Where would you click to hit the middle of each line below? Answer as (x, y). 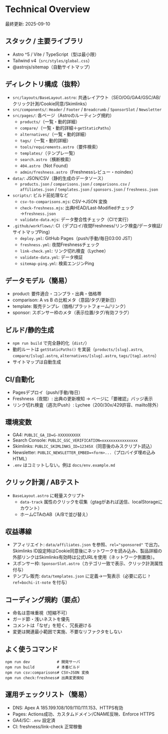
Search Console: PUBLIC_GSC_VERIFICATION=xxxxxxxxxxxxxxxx (75, 440)
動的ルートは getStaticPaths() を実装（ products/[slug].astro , (78, 349)
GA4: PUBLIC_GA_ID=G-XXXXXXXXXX (46, 435)
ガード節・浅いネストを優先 (41, 619)
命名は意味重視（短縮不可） (41, 613)
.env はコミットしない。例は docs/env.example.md (64, 465)
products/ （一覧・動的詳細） (50, 121)
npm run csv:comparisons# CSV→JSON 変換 (47, 673)
